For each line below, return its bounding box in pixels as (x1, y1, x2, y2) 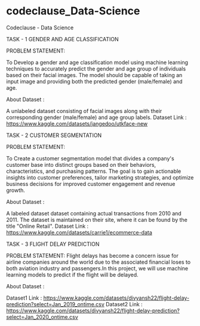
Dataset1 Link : (6, 294, 42, 301)
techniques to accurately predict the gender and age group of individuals (6, 65, 186, 72)
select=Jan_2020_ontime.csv (6, 313, 79, 321)
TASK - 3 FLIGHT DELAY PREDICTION (6, 240, 100, 248)
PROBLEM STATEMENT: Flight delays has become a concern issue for (6, 252, 179, 259)
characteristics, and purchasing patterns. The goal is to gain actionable (6, 167, 181, 175)
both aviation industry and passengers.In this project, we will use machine (6, 264, 189, 272)
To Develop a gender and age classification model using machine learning (6, 59, 189, 66)
